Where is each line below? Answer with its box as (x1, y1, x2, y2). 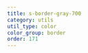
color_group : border (7, 29, 67, 36)
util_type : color (7, 23, 57, 30)
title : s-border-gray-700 (7, 10, 81, 17)
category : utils (7, 17, 54, 23)
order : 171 (7, 36, 38, 43)
